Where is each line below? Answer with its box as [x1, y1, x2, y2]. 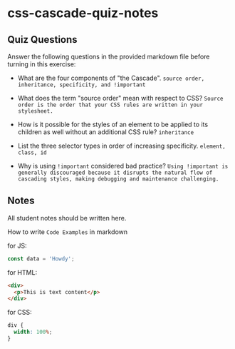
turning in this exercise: [7, 60, 76, 69]
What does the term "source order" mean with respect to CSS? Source [17, 94, 224, 102]
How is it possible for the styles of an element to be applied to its [17, 120, 209, 128]
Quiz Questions [7, 34, 78, 46]
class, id [17, 149, 48, 156]
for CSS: [7, 308, 32, 317]
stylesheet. [17, 108, 53, 115]
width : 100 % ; [14, 328, 53, 336]
